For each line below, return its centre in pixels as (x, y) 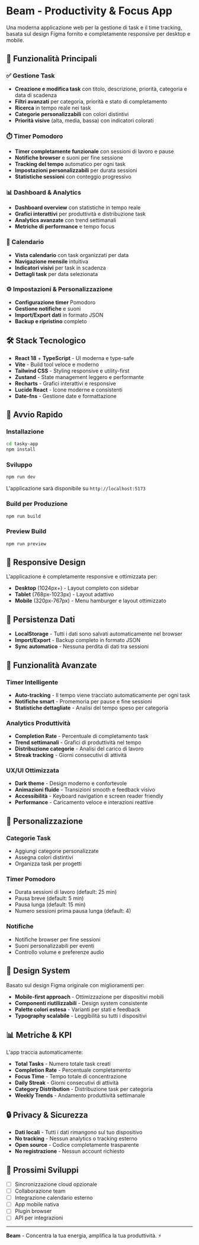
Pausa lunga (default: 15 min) (50, 905)
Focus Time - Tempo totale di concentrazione (71, 1077)
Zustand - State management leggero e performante (79, 377)
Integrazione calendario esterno (54, 1198)
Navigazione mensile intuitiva (52, 261)
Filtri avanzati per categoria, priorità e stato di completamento (91, 101)
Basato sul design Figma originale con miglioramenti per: (76, 985)
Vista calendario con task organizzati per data (72, 255)
